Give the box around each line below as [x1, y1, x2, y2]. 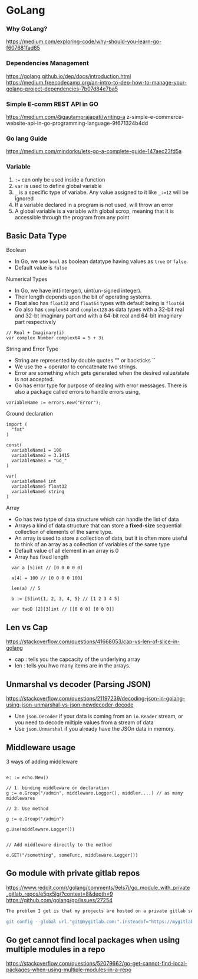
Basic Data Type [6, 231, 67, 241]
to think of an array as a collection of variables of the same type [14, 541, 170, 548]
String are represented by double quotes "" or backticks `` [14, 357, 156, 364]
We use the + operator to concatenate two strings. [14, 363, 137, 370]
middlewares [6, 795, 35, 801]
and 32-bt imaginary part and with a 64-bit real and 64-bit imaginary [14, 312, 182, 319]
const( [6, 442, 22, 448]
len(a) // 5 [11, 586, 41, 592]
